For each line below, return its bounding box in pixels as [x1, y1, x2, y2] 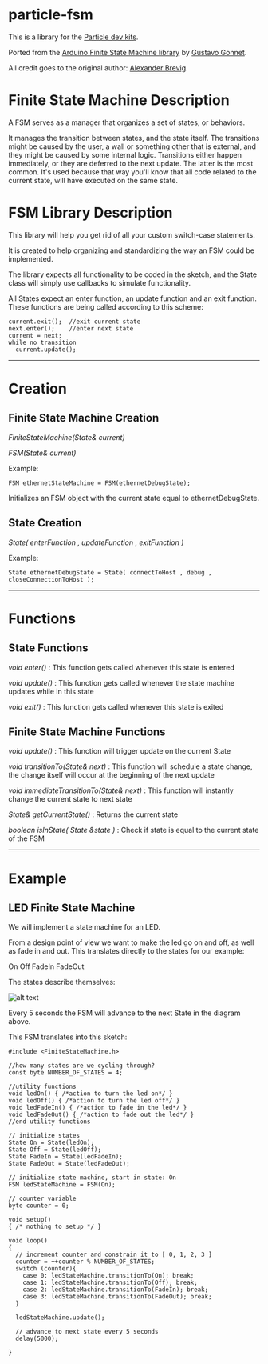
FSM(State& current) [8, 448, 77, 458]
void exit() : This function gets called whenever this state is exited [8, 702, 224, 711]
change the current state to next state [8, 794, 133, 804]
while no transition [8, 338, 77, 346]
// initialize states [8, 1132, 81, 1140]
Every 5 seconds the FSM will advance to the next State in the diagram [8, 1008, 241, 1018]
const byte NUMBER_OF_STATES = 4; [8, 1069, 124, 1077]
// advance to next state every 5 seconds [15, 1328, 159, 1336]
